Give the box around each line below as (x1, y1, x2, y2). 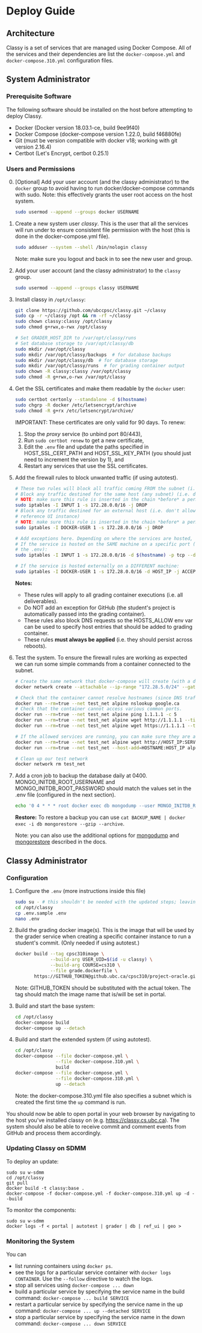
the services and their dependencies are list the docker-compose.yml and (6, 51, 185, 58)
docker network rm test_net (14, 761, 85, 767)
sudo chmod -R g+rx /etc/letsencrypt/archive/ (14, 408, 134, 414)
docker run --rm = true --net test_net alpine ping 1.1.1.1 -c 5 (14, 711, 177, 718)
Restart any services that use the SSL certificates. (23, 462, 148, 470)
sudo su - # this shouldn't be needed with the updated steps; (14, 899, 177, 905)
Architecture (6, 28, 55, 38)
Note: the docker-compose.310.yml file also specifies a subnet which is (14, 1092, 192, 1099)
